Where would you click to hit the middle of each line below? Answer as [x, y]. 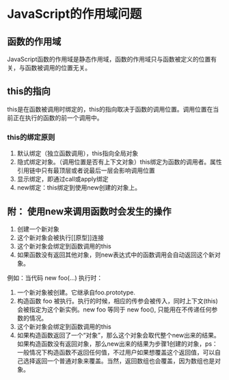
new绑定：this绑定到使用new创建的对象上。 [79, 188]
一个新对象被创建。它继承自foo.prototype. [76, 292]
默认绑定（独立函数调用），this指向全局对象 [78, 153]
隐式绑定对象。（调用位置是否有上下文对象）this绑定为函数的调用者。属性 [119, 162]
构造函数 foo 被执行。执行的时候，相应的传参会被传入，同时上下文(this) [118, 301]
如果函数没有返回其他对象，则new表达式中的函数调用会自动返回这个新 [116, 255]
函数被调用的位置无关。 [58, 68]
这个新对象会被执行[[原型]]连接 [60, 238]
